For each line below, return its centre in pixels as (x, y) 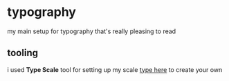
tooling (22, 53)
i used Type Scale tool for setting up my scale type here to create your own (115, 69)
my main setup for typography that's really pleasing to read (92, 31)
